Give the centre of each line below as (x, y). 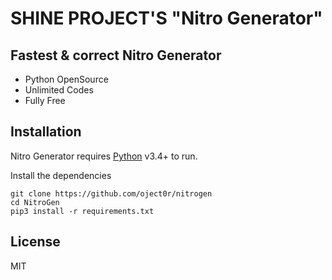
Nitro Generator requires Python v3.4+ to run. (104, 156)
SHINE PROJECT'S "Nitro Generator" (166, 18)
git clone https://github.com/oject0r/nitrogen (111, 193)
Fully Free (45, 100)
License (35, 242)
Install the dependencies (61, 175)
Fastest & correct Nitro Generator (116, 55)
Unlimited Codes (59, 90)
